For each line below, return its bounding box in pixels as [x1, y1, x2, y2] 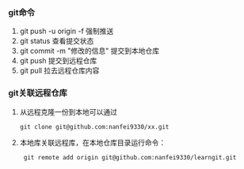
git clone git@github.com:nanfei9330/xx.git [19, 122, 170, 131]
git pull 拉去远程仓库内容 [19, 66, 100, 76]
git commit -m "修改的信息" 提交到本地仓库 [19, 46, 160, 56]
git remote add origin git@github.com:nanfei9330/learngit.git [23, 153, 237, 161]
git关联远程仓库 [8, 88, 67, 99]
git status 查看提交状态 [19, 36, 94, 46]
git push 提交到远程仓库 [19, 56, 97, 66]
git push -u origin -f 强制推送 [19, 26, 114, 36]
